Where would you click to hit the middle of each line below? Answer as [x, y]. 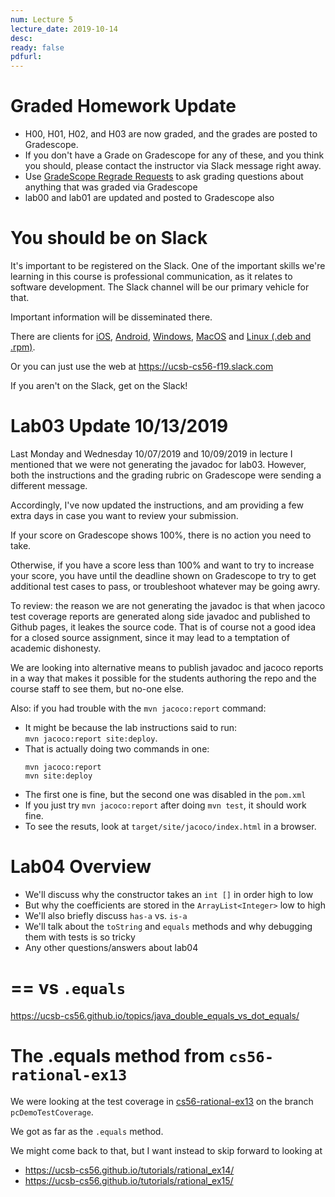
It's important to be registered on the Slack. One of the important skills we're [168, 265]
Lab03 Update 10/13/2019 [119, 426]
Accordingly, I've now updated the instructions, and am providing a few [157, 505]
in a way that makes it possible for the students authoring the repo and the [163, 678]
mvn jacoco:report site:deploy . [91, 738]
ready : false [37, 47]
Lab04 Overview [81, 867]
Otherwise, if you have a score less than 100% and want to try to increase [162, 565]
